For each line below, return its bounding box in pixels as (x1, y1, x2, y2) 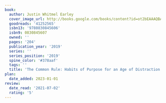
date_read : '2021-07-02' (9, 85, 60, 91)
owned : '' (9, 35, 29, 40)
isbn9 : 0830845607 (9, 30, 48, 35)
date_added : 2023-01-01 (9, 76, 58, 81)
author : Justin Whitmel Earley (9, 12, 74, 17)
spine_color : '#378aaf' (9, 58, 58, 63)
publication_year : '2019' (9, 44, 63, 49)
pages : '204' (9, 40, 36, 45)
